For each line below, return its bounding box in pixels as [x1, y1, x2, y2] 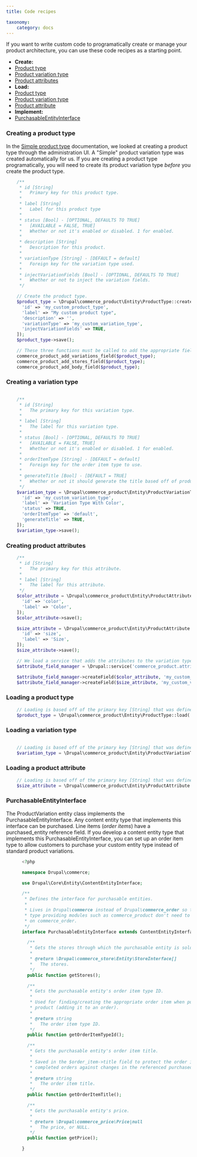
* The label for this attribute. [19, 582, 107, 588]
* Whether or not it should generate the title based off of [19, 478, 177, 484]
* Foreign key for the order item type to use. [19, 462, 143, 468]
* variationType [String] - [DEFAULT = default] [19, 255, 141, 261]
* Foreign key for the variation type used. [19, 261, 135, 267]
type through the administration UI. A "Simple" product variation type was [6, 149, 184, 156]
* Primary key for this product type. [19, 190, 119, 196]
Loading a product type [6, 693, 74, 702]
